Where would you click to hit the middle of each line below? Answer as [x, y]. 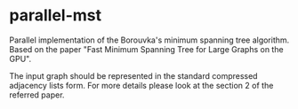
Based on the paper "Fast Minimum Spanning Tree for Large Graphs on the [146, 49]
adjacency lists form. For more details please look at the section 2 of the [141, 85]
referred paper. [37, 95]
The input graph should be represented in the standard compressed [133, 75]
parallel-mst [56, 16]
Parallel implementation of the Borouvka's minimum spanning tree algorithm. [149, 40]
